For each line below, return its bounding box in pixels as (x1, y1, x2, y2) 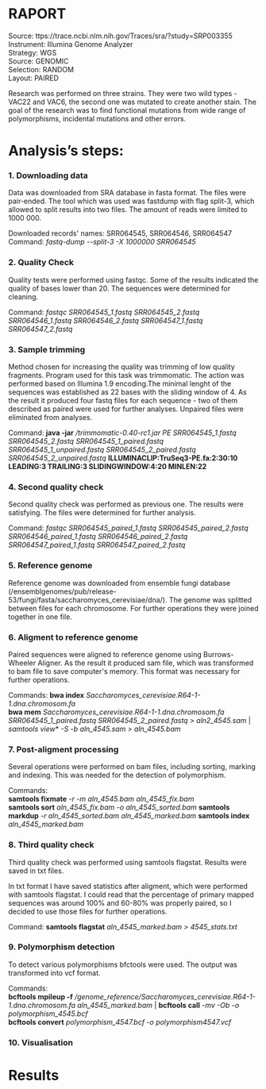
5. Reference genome (8, 560, 93, 571)
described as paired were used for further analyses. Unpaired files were (8, 404, 245, 414)
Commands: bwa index (8, 690, 85, 699)
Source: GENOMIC (8, 56, 69, 66)
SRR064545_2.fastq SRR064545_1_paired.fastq (8, 437, 164, 446)
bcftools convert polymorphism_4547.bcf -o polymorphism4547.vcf (8, 1017, 232, 1026)
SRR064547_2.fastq (8, 324, 73, 333)
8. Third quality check (8, 839, 94, 850)
